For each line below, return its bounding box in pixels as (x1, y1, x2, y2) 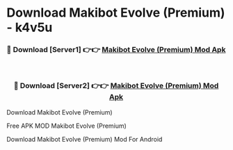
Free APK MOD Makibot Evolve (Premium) (6, 122, 127, 130)
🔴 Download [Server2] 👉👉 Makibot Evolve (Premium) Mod (13, 81, 219, 91)
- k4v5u (6, 19, 53, 35)
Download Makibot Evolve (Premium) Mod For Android (6, 135, 163, 143)
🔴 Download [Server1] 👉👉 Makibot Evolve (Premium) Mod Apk (6, 45, 226, 55)
